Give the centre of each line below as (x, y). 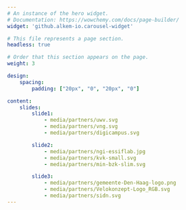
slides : (30, 107)
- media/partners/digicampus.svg (91, 133)
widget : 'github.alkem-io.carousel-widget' (70, 26)
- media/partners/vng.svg (81, 127)
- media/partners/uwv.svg (81, 120)
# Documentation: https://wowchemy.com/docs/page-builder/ (93, 20)
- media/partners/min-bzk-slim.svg (95, 164)
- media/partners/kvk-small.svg (90, 158)
